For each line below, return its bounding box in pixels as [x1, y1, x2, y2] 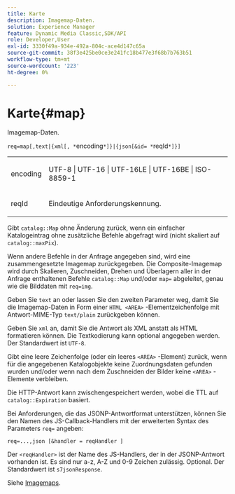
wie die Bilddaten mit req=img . [7, 282, 93, 291]
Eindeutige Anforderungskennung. [48, 199, 162, 209]
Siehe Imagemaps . [7, 479, 61, 487]
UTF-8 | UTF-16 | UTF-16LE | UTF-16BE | [48, 165, 194, 174]
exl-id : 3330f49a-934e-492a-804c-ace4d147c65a [7, 43, 145, 50]
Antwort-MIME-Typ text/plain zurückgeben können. [7, 310, 160, 319]
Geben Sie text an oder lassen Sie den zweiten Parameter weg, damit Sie [7, 296, 219, 304]
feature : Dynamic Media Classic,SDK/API [7, 29, 127, 37]
